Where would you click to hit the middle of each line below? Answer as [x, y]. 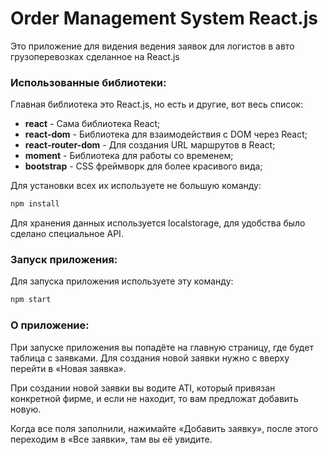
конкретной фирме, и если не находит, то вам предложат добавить [154, 398]
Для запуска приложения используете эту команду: [122, 281]
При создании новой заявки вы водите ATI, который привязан [143, 388]
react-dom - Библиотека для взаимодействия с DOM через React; [166, 134]
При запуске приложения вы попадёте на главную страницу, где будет [162, 347]
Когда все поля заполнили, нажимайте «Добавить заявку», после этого [164, 428]
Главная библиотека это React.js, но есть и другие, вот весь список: [157, 104]
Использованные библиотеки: [88, 82]
